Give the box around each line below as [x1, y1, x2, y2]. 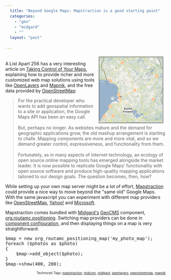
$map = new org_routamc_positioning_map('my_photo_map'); [5, 235, 153, 241]
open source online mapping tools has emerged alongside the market [17, 157, 164, 163]
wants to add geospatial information [17, 103, 94, 109]
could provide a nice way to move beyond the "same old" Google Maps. [5, 189, 156, 195]
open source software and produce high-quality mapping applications [17, 168, 165, 174]
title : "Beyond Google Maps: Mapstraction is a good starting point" [10, 8, 160, 13]
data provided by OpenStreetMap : [5, 87, 77, 94]
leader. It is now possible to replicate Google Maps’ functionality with [17, 162, 163, 168]
